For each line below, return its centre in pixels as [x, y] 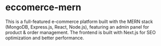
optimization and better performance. [45, 38]
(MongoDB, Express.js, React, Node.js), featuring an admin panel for [77, 27]
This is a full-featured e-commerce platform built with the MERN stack [79, 21]
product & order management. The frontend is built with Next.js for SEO [80, 32]
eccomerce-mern [43, 7]
